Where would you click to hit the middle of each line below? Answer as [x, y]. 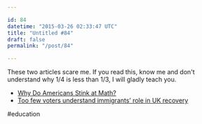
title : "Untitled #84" [40, 33]
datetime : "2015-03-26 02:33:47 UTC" [62, 26]
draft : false [26, 39]
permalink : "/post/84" [40, 46]
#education [24, 114]
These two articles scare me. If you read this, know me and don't [101, 72]
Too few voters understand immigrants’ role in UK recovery [103, 101]
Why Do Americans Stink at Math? [67, 93]
